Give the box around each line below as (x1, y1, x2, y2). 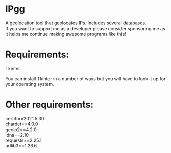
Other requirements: (5, 99, 94, 110)
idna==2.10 (5, 132, 29, 138)
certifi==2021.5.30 (5, 115, 44, 121)
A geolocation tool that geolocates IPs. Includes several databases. (5, 20, 146, 26)
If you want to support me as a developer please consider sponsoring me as (5, 25, 166, 31)
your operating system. (5, 81, 55, 87)
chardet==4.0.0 (5, 121, 38, 127)
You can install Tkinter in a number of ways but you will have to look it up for (5, 75, 166, 82)
